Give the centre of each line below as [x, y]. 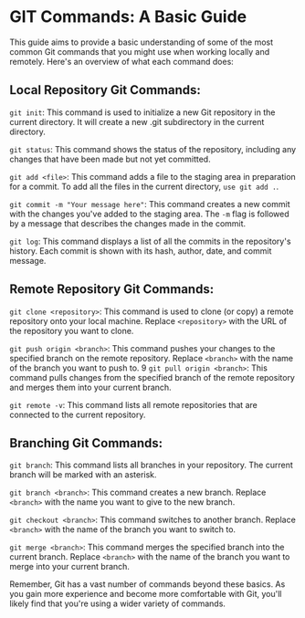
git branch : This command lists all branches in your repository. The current [152, 465]
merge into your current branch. [70, 567]
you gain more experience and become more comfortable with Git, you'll [146, 594]
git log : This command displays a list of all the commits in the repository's [150, 241]
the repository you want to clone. [72, 330]
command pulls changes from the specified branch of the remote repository [152, 377]
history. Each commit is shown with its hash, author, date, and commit [141, 251]
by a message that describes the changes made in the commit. [128, 223]
